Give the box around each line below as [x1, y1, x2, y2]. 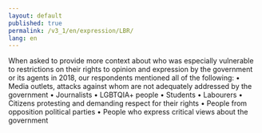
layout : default [8, 11, 62, 20]
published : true [8, 19, 62, 27]
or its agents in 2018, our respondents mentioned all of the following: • [8, 73, 240, 83]
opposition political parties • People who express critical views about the [8, 107, 248, 117]
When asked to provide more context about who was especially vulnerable [8, 56, 254, 66]
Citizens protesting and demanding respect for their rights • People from [8, 99, 248, 108]
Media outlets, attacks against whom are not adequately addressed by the [8, 82, 252, 91]
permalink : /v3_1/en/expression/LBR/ [8, 26, 134, 34]
